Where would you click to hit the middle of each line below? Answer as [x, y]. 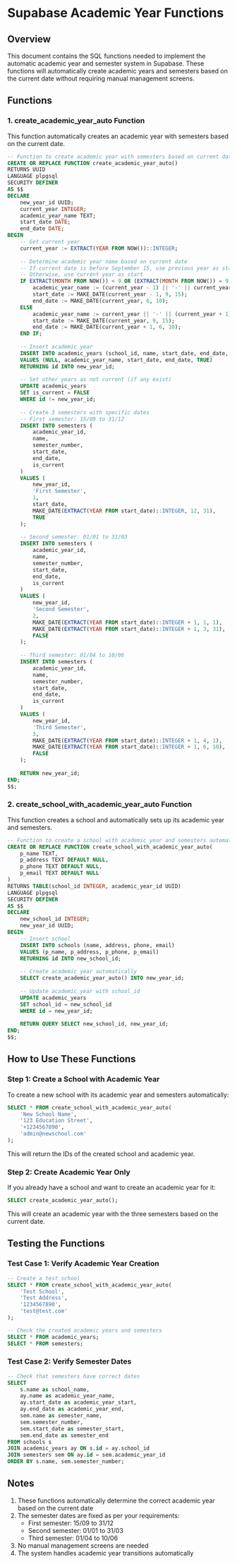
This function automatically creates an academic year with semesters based [118, 136]
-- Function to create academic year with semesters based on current [113, 157]
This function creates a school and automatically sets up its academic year [116, 819]
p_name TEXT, [39, 853]
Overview [29, 39]
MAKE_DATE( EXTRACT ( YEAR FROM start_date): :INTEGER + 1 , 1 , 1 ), [127, 622]
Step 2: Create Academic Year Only [69, 1172]
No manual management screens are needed [83, 1545]
